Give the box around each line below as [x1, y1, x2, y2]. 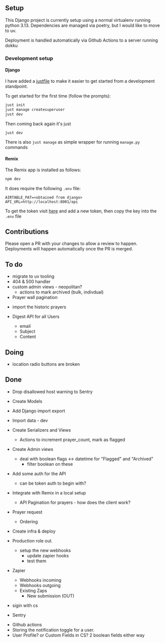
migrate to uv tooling [12, 273, 55, 279]
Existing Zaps [19, 588, 47, 594]
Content [19, 334, 36, 340]
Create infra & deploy [12, 528, 56, 534]
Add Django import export [12, 408, 66, 414]
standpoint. [5, 83, 28, 89]
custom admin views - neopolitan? [12, 284, 82, 290]
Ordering [19, 518, 38, 524]
